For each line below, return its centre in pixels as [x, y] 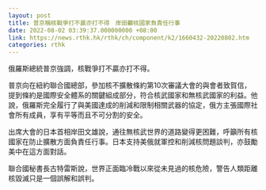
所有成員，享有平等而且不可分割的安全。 [81, 115]
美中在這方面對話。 [40, 152]
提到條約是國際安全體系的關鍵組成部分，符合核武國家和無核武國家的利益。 [129, 95]
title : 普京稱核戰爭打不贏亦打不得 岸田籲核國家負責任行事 [94, 23]
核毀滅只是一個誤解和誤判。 [53, 178]
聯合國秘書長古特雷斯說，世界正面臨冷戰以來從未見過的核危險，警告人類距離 [133, 169]
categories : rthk [37, 45]
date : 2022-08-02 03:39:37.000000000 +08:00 [83, 30]
